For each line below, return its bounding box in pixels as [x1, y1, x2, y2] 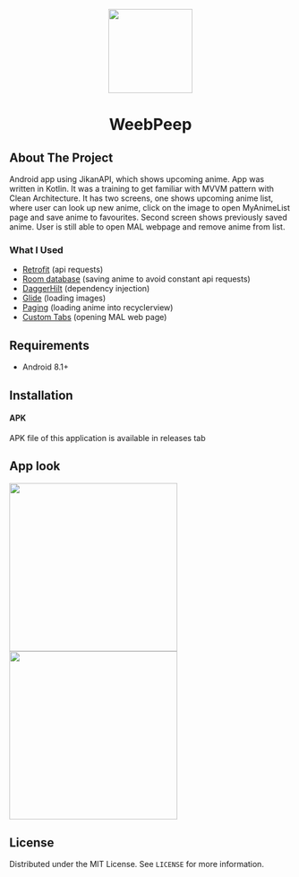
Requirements [9, 337, 90, 353]
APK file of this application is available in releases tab [9, 432, 206, 443]
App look [9, 458, 61, 474]
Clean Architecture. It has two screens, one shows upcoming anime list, [9, 193, 274, 204]
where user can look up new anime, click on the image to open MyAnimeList [9, 203, 291, 213]
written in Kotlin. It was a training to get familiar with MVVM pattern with [9, 184, 275, 194]
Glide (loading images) [21, 292, 107, 304]
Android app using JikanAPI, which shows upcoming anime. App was [9, 174, 265, 184]
